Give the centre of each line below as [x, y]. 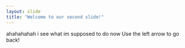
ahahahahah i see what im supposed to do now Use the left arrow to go [93, 33]
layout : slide [24, 11]
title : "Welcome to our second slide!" [55, 17]
